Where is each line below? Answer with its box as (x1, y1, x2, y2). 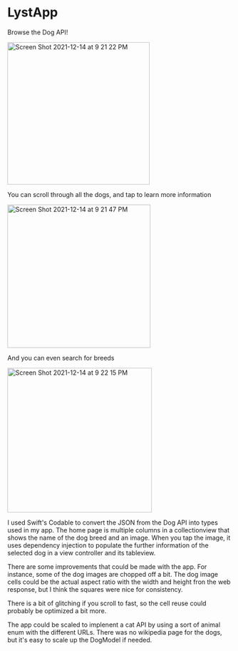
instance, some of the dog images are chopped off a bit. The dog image (7, 570, 219, 578)
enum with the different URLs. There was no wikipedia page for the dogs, (7, 627, 222, 636)
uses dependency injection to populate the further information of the (7, 540, 209, 550)
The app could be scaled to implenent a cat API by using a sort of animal (7, 620, 221, 629)
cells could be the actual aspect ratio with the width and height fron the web (7, 577, 231, 586)
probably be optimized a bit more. (7, 606, 107, 615)
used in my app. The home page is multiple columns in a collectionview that (7, 525, 230, 534)
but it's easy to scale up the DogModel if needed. (7, 635, 152, 644)
